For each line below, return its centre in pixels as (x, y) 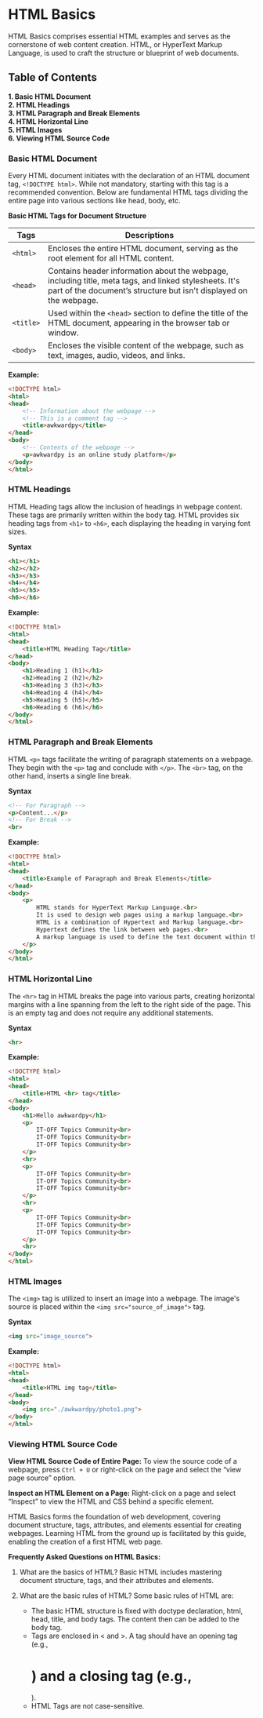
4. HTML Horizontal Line (48, 121)
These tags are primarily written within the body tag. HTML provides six (124, 515)
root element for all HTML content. (111, 258)
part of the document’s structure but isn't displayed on (148, 290)
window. (64, 333)
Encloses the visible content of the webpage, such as (146, 345)
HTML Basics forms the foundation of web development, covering (114, 1517)
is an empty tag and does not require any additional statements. (111, 1012)
